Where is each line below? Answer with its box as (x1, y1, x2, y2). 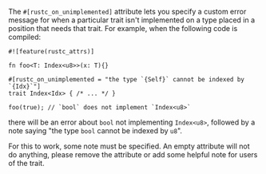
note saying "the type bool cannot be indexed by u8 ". (8, 126, 182, 135)
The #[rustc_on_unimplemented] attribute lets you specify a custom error (8, 7, 247, 16)
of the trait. (8, 159, 46, 168)
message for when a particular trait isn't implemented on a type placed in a (8, 15, 256, 25)
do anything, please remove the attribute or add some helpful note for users (8, 150, 258, 159)
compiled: (8, 32, 42, 42)
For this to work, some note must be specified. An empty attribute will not (8, 141, 250, 151)
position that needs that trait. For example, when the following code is (8, 24, 238, 33)
